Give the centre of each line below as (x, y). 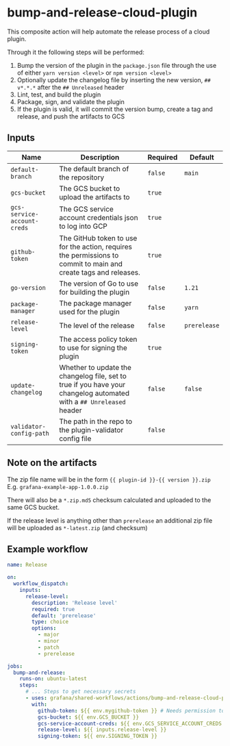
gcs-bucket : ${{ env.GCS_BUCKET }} (88, 717)
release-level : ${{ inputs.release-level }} (102, 730)
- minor (48, 641)
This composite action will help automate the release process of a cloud (108, 32)
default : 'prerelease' (64, 616)
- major (48, 635)
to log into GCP (84, 226)
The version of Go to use (99, 284)
